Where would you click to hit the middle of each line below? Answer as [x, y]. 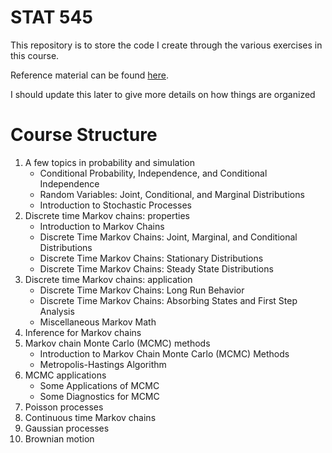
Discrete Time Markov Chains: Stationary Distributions [151, 258]
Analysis [57, 311]
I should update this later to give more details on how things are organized [163, 94]
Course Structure [84, 135]
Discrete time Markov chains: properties [107, 215]
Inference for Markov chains [83, 332]
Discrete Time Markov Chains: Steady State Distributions [156, 268]
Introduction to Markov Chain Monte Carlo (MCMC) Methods [164, 353]
